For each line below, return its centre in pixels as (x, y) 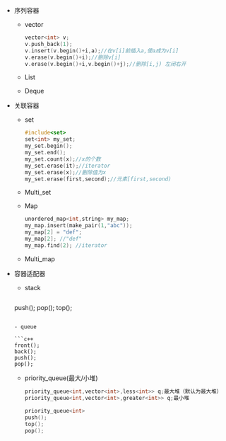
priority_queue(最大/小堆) (61, 378)
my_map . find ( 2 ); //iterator (66, 245)
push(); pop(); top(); (43, 307)
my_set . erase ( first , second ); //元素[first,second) (98, 179)
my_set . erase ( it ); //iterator (67, 166)
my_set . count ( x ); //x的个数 (63, 159)
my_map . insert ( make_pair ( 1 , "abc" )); (78, 226)
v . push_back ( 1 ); (48, 44)
